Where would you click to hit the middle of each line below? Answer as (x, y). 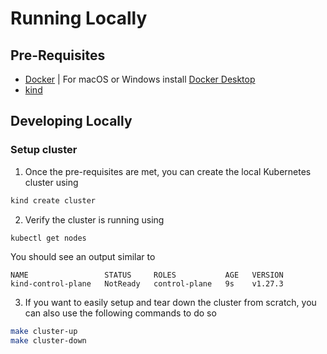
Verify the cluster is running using (94, 219)
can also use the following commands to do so (120, 313)
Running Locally (79, 18)
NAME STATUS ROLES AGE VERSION (147, 275)
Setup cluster (44, 150)
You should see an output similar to (83, 257)
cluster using (51, 182)
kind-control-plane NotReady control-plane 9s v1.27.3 (147, 284)
